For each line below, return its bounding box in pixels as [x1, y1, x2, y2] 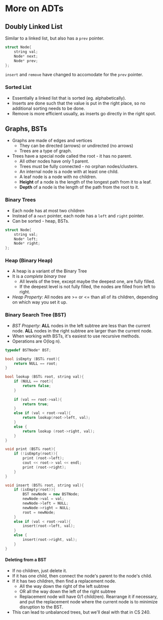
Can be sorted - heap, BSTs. [12, 218, 70, 224]
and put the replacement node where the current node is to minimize [19, 599, 158, 604]
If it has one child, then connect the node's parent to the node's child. [12, 573, 152, 579]
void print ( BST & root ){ [5, 447, 56, 452]
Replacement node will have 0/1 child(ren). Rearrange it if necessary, [19, 594, 158, 599]
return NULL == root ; [14, 361, 58, 366]
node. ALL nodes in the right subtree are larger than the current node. [12, 328, 153, 333]
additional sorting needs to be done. [12, 105, 85, 111]
